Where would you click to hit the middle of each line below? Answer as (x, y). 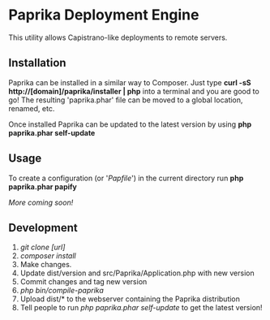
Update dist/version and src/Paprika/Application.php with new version (137, 273)
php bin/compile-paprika (62, 291)
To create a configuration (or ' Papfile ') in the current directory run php (126, 178)
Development (43, 228)
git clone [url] (43, 247)
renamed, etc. (32, 108)
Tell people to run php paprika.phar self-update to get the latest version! (141, 308)
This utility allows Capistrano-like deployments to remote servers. (118, 37)
